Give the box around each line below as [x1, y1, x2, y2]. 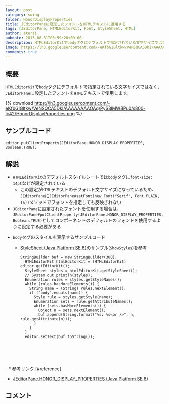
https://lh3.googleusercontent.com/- [34, 100, 110, 106]
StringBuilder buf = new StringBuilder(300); [20, 255, 117, 260]
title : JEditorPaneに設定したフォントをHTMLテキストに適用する [5, 21, 126, 27]
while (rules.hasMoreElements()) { [24, 281, 100, 286]
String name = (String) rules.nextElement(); [29, 286, 127, 291]
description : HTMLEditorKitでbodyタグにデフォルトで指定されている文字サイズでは [5, 40, 162, 45]
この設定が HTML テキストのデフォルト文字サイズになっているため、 [20, 186, 157, 192]
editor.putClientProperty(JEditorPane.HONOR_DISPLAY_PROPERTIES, [5, 141, 145, 146]
